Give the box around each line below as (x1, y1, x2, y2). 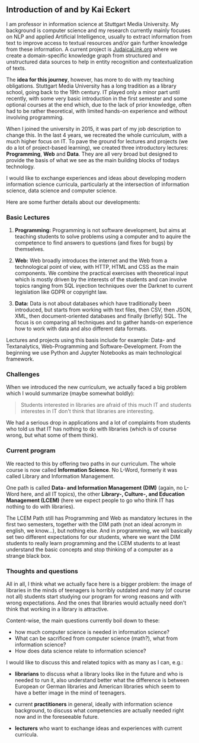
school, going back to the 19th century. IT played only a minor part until (6, 88, 180, 95)
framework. (6, 355, 34, 363)
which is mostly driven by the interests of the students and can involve (14, 276, 187, 283)
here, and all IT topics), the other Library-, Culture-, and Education (20, 490, 185, 497)
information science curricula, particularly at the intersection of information (6, 181, 190, 188)
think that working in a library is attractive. (6, 606, 109, 612)
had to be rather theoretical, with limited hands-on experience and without (6, 107, 188, 114)
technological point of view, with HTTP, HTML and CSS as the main (14, 263, 179, 271)
